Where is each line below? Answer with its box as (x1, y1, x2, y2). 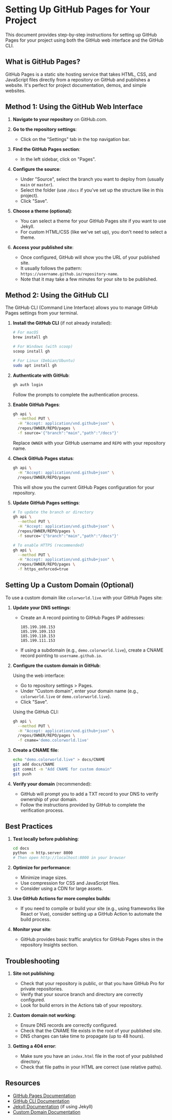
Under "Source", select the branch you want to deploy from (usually (20, 176, 164, 182)
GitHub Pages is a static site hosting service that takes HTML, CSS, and (5, 71, 157, 77)
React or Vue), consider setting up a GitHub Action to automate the (20, 911, 162, 917)
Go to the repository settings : (12, 126, 77, 132)
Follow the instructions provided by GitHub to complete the (20, 801, 145, 808)
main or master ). (20, 181, 54, 187)
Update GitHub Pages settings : (12, 499, 81, 505)
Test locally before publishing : (12, 835, 79, 842)
